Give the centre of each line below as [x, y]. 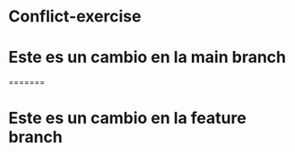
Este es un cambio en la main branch [147, 58]
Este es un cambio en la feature [128, 118]
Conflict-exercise [75, 17]
